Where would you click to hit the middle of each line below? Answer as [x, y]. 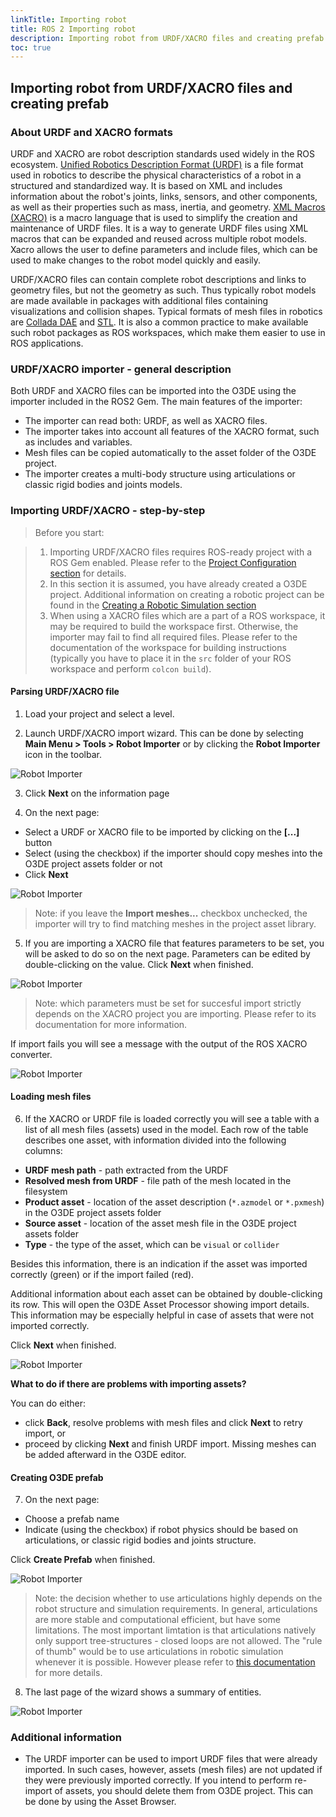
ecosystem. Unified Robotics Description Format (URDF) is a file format [157, 164]
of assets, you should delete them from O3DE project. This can [184, 1791]
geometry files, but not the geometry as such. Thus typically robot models [163, 290]
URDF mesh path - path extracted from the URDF [126, 1170]
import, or [45, 1433]
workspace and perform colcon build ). [130, 668]
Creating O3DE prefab [57, 1477]
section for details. [88, 573]
